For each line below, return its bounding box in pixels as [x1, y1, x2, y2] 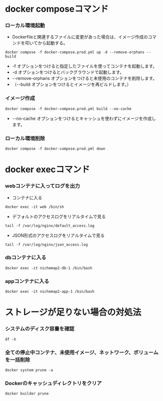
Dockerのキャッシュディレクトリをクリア [5, 380, 102, 386]
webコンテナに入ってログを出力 [5, 183, 80, 190]
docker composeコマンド [5, 3, 109, 15]
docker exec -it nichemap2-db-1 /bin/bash [5, 266, 92, 270]
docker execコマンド [5, 164, 90, 175]
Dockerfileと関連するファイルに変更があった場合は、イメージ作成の [12, 34, 148, 40]
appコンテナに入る [5, 278, 50, 285]
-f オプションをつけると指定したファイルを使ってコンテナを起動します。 [12, 63, 157, 69]
